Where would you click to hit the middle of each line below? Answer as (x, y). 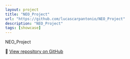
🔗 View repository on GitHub (34, 52)
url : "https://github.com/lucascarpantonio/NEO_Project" (65, 19)
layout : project (22, 10)
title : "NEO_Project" (28, 14)
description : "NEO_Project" (34, 23)
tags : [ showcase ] (23, 28)
